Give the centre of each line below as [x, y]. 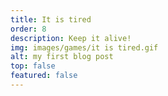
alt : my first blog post [62, 57]
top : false [33, 66]
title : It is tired [51, 19]
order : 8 [28, 29]
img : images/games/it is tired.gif [84, 47]
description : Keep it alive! [71, 38]
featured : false [44, 76]
